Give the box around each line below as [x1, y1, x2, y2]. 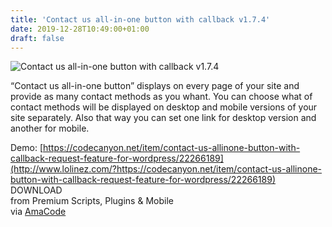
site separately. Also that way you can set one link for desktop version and [10, 112, 317, 124]
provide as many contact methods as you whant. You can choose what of [10, 91, 313, 103]
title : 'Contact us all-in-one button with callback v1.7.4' [10, 14, 271, 25]
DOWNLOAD [10, 184, 63, 196]
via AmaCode [10, 206, 67, 218]
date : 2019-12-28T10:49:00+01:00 [10, 24, 150, 34]
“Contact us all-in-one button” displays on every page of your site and [10, 80, 300, 92]
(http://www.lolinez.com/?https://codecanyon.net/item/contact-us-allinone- [10, 163, 322, 175]
